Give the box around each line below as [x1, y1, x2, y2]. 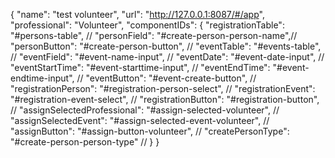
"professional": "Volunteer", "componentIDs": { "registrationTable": [10, 19, 285, 31]
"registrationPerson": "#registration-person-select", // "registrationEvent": [10, 83, 316, 94]
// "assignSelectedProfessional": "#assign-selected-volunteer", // [10, 104, 280, 116]
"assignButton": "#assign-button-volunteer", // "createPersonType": [10, 125, 290, 137]
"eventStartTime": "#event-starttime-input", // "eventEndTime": [10, 62, 271, 73]
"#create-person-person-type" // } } [10, 136, 160, 148]
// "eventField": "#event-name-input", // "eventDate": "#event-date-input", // [10, 51, 325, 63]
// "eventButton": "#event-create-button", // [76, 72, 257, 84]
